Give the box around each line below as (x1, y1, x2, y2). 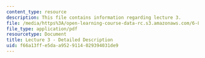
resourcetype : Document (6, 31, 67, 37)
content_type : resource (6, 8, 67, 15)
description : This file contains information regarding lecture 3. (6, 14, 182, 21)
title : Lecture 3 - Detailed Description (6, 37, 113, 43)
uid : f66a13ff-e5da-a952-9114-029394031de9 (6, 43, 119, 49)
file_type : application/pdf (6, 25, 78, 32)
